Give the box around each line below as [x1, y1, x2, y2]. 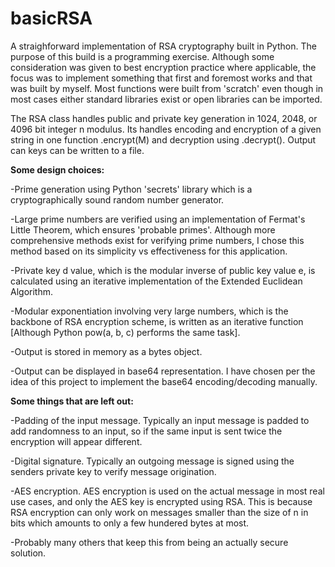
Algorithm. [10, 285, 53, 297]
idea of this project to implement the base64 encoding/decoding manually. [10, 375, 318, 387]
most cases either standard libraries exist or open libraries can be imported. [10, 93, 323, 105]
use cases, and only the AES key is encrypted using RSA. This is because [10, 495, 313, 507]
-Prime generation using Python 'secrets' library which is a [10, 183, 253, 195]
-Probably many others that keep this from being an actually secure [10, 536, 289, 548]
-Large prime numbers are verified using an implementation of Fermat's [10, 213, 306, 225]
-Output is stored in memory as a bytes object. [10, 345, 203, 357]
